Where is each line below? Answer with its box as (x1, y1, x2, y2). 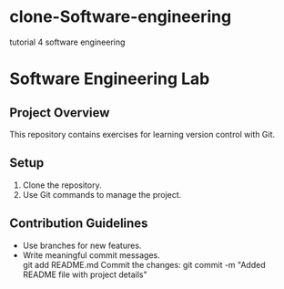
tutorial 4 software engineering (9, 36, 126, 47)
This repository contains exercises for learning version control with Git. (9, 129, 276, 139)
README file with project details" (22, 269, 147, 280)
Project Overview (9, 105, 110, 120)
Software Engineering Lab (9, 68, 210, 89)
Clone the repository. (22, 180, 102, 191)
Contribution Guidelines (9, 216, 148, 232)
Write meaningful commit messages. (22, 249, 161, 261)
